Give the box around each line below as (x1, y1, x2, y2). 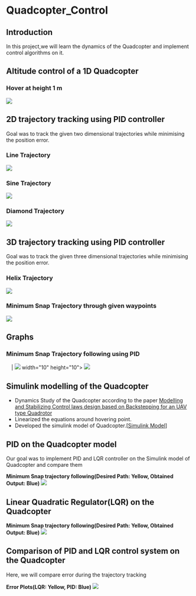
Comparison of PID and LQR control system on (6, 546, 180, 556)
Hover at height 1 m (6, 84, 63, 92)
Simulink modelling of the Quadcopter (6, 381, 149, 391)
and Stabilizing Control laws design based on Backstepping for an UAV (14, 403, 187, 411)
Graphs (6, 332, 34, 342)
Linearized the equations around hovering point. (14, 416, 132, 423)
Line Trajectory (6, 151, 51, 159)
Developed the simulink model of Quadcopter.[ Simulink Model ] (14, 422, 168, 430)
